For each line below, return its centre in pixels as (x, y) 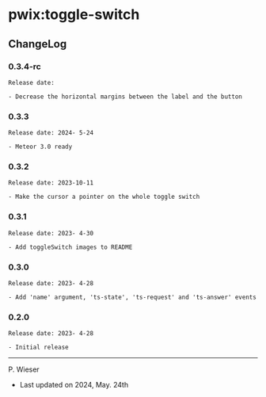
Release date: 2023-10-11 (51, 183)
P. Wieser (24, 369)
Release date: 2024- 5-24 (51, 133)
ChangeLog (38, 44)
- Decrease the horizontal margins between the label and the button (125, 97)
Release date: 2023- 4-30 (51, 233)
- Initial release (38, 347)
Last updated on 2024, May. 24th (74, 385)
